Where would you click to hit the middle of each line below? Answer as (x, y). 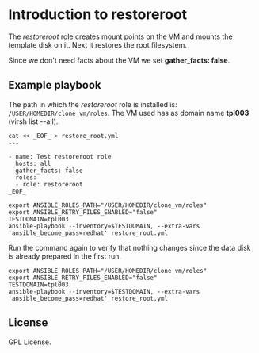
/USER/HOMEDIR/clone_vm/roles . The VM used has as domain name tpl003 (129, 113)
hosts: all (33, 163)
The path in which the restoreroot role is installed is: (93, 104)
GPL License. (30, 342)
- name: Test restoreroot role (60, 156)
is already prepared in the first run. (65, 256)
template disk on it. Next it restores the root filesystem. (98, 44)
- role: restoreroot (49, 184)
